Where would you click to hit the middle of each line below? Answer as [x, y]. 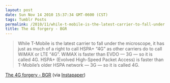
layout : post [19, 10]
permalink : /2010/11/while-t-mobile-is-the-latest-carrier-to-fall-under [85, 24]
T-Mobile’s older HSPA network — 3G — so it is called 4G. [79, 65]
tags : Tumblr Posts [26, 19]
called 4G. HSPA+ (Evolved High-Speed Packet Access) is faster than [91, 60]
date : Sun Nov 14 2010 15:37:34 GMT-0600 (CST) [57, 15]
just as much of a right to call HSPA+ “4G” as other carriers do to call [90, 49]
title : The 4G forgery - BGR [36, 29]
